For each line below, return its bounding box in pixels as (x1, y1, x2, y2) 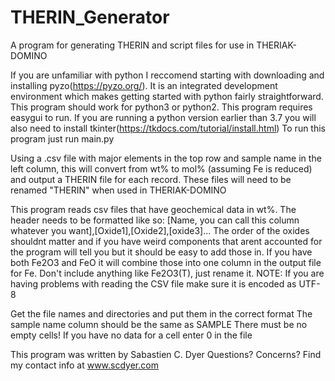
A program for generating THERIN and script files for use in (10, 39, 255, 51)
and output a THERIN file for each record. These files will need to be (10, 173, 292, 185)
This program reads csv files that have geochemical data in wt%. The (10, 203, 297, 215)
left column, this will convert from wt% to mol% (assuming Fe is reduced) (10, 162, 313, 175)
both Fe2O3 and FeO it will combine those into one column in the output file (10, 256, 322, 268)
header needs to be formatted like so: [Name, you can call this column (10, 214, 300, 226)
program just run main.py (10, 132, 115, 145)
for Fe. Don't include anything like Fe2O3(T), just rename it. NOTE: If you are (10, 267, 325, 279)
